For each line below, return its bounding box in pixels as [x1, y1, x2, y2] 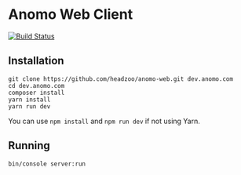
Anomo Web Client [8, 5, 133, 24]
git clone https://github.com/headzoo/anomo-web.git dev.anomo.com [8, 75, 234, 83]
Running [8, 139, 51, 152]
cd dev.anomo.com [8, 82, 65, 89]
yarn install [8, 96, 51, 104]
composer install [8, 89, 65, 97]
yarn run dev [8, 102, 51, 111]
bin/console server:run [8, 159, 86, 168]
